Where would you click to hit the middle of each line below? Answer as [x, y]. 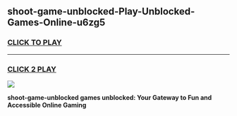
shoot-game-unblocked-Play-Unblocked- [101, 12]
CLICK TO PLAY [35, 43]
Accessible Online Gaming [47, 105]
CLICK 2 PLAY [32, 69]
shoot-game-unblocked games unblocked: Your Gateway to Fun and [110, 97]
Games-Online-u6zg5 [56, 23]
